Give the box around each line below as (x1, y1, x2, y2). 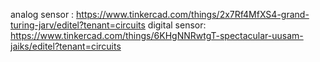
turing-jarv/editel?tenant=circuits (10, 19, 146, 31)
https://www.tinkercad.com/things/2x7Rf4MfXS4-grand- (76, 9, 310, 20)
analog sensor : (10, 9, 75, 20)
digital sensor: (147, 19, 207, 31)
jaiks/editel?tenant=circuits (10, 40, 122, 52)
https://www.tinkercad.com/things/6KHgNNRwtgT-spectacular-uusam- (10, 30, 304, 41)
